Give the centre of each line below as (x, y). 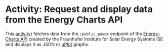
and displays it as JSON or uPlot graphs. (47, 44)
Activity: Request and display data (79, 9)
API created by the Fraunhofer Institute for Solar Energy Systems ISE (92, 39)
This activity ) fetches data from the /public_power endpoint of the (74, 33)
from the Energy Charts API (64, 20)
